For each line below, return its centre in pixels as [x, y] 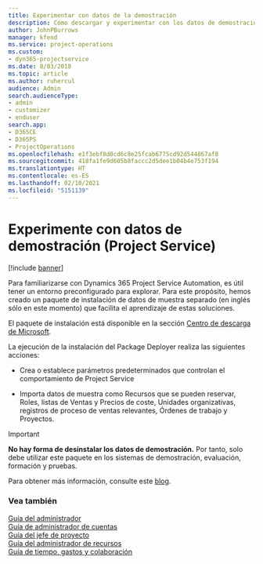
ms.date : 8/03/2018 [40, 67]
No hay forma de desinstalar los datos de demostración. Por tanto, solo [126, 449]
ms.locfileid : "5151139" [49, 190]
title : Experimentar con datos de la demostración [92, 15]
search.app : [27, 125]
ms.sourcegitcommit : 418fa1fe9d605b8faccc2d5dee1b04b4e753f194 [113, 162]
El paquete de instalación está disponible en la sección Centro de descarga [130, 323]
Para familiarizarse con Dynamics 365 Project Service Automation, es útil [126, 282]
